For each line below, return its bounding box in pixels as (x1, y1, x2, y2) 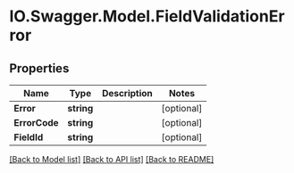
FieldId (13, 131, 44, 144)
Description (101, 87, 154, 99)
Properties (9, 61, 70, 76)
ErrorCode (13, 117, 60, 128)
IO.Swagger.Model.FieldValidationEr (9, 6, 285, 27)
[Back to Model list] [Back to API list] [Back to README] (9, 154, 214, 164)
